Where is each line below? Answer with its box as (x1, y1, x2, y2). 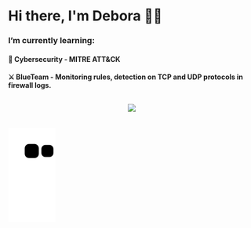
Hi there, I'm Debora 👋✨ (8, 7, 163, 25)
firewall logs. (8, 81, 52, 90)
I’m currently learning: (8, 35, 96, 46)
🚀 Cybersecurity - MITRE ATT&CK (8, 54, 121, 63)
